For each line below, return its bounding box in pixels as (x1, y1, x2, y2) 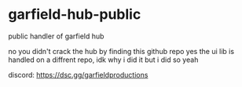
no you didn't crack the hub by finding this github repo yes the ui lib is (8, 46, 234, 56)
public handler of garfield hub (8, 31, 104, 41)
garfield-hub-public (8, 5, 141, 24)
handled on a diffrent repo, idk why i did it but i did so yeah (8, 55, 199, 64)
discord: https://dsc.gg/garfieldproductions (8, 70, 148, 79)
